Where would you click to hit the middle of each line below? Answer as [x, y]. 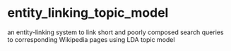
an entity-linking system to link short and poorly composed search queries [115, 32]
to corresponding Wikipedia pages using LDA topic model [91, 39]
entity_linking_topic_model [88, 13]
